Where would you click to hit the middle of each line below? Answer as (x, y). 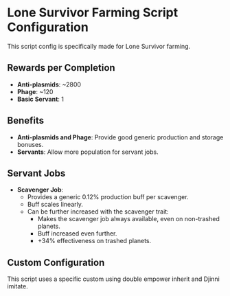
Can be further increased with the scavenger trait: (98, 212)
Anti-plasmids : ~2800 (49, 84)
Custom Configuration (56, 262)
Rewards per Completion (61, 68)
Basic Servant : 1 (40, 99)
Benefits (26, 121)
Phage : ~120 (35, 91)
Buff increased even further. (77, 234)
